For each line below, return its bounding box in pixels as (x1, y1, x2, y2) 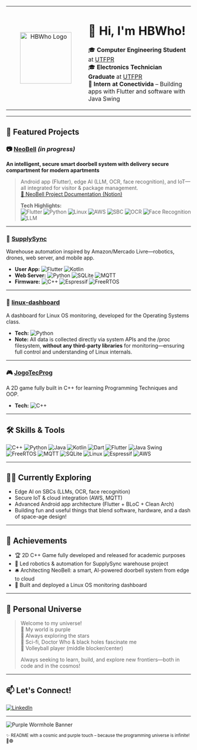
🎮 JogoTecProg (6, 369, 53, 377)
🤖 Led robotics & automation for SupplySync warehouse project (14, 560, 169, 567)
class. (6, 318, 21, 325)
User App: (14, 266, 40, 273)
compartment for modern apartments (6, 166, 100, 174)
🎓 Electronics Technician (88, 63, 162, 71)
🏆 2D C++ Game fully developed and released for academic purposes (14, 552, 186, 559)
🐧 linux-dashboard (6, 298, 60, 306)
